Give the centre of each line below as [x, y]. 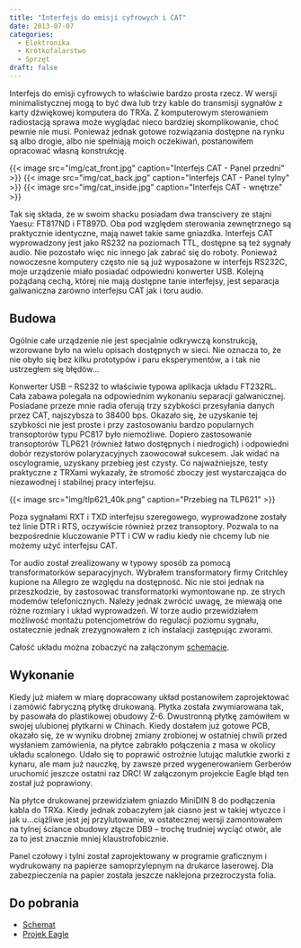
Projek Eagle [45, 935]
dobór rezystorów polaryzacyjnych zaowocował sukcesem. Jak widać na [145, 453]
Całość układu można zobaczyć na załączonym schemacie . [120, 647]
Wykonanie [42, 675]
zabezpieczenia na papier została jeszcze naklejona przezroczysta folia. [143, 875]
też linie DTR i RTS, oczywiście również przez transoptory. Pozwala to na [144, 526]
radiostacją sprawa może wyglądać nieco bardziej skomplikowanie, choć [144, 121]
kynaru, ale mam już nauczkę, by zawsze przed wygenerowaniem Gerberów [150, 764]
